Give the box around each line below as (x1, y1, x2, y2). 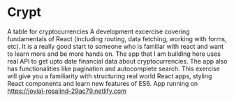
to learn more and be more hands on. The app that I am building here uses (7, 50, 221, 58)
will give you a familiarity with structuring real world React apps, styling (7, 71, 212, 80)
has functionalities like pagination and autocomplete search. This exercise (7, 64, 220, 73)
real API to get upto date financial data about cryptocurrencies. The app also (7, 57, 228, 65)
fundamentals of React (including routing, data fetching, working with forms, (7, 34, 227, 43)
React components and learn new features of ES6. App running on (7, 79, 198, 87)
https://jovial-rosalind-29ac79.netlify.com (7, 87, 127, 95)
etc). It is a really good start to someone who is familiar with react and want (7, 42, 224, 50)
